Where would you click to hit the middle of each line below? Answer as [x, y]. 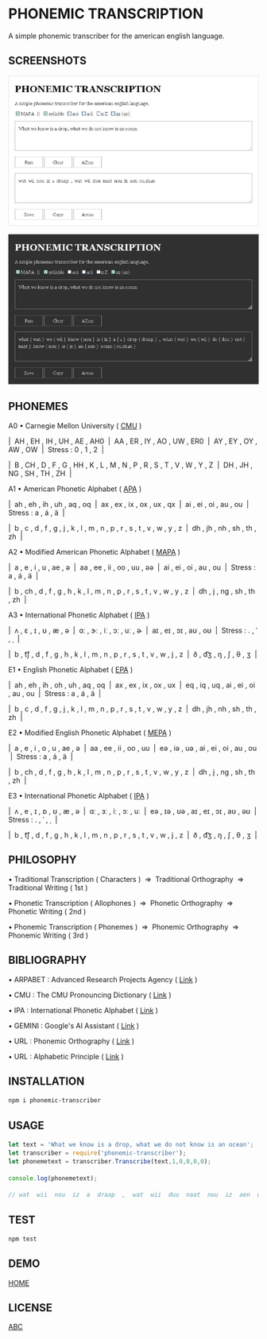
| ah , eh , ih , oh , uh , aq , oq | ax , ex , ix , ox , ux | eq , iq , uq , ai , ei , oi [132, 685]
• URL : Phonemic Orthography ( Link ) [72, 1041]
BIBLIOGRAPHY [48, 960]
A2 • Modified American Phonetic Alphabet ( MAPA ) [95, 551]
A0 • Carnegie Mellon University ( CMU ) [75, 425]
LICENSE [31, 1308]
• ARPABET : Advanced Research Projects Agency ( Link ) [103, 979]
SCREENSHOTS [48, 61]
